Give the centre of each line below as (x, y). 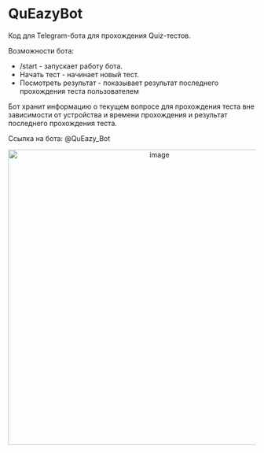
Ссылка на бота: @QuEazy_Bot (59, 138)
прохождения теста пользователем (79, 91)
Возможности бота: (41, 50)
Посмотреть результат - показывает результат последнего (119, 83)
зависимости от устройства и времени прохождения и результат (118, 114)
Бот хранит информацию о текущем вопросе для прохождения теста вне (132, 106)
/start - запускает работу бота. (71, 66)
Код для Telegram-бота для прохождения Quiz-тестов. (99, 35)
